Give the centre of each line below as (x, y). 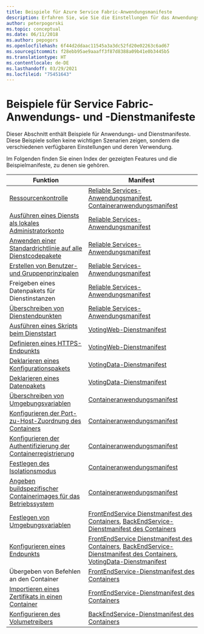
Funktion (46, 180)
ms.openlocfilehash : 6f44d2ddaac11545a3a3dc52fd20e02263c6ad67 (88, 46)
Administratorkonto (37, 231)
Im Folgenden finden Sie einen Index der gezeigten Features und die (92, 159)
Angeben (22, 481)
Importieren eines (34, 589)
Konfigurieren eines (37, 546)
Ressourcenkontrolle (39, 198)
